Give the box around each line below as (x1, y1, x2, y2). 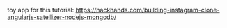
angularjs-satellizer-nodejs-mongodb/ (7, 13, 117, 21)
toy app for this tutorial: (7, 6, 75, 14)
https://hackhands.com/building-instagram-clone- (75, 6, 220, 14)
